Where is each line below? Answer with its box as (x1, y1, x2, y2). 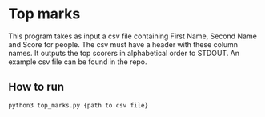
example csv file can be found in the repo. (8, 57, 147, 67)
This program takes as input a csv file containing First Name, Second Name (8, 31, 258, 41)
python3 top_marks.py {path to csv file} (8, 101, 149, 109)
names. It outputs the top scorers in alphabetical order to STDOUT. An (8, 48, 240, 58)
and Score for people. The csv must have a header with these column (8, 39, 239, 49)
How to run (8, 80, 65, 94)
